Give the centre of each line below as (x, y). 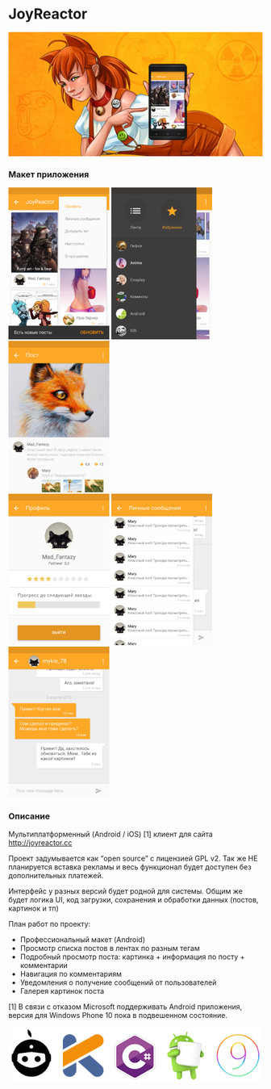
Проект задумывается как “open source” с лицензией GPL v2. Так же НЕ (133, 858)
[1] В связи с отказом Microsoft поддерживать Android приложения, (125, 1007)
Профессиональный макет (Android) (82, 939)
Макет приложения (49, 174)
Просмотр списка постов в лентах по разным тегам (110, 948)
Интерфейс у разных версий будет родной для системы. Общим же (126, 891)
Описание (29, 816)
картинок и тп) (33, 908)
